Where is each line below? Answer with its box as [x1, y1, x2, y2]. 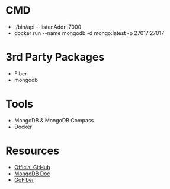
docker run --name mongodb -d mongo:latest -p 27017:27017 [14, 29, 165, 36]
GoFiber [14, 176, 34, 183]
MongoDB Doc [14, 170, 50, 177]
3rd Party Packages [5, 51, 105, 64]
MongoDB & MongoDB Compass [14, 116, 94, 124]
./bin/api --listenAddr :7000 [14, 23, 82, 30]
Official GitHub [14, 163, 50, 171]
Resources [5, 144, 60, 157]
